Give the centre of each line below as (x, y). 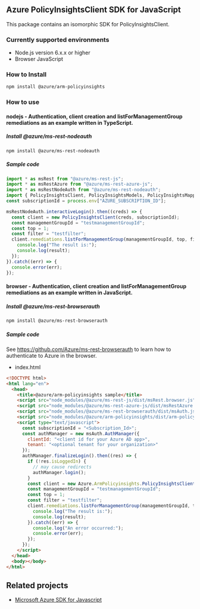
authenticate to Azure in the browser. (51, 355)
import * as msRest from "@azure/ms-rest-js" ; (65, 179)
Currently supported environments (58, 39)
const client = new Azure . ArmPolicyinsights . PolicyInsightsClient (112, 484)
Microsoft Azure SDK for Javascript (58, 600)
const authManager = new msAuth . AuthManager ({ (81, 433)
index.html (28, 367)
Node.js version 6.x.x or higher (52, 53)
